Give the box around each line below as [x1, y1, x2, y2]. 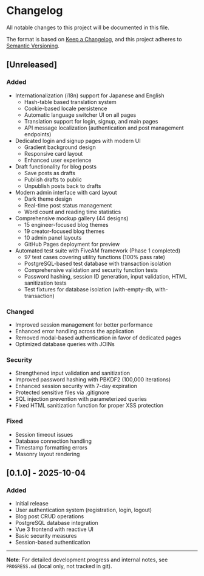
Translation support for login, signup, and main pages [24, 117, 158, 125]
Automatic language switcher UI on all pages [24, 111, 137, 119]
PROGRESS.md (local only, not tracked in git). [6, 563, 112, 570]
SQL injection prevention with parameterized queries [15, 395, 147, 403]
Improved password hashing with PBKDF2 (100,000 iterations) [15, 376, 171, 383]
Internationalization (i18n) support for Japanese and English [15, 92, 165, 99]
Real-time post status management [24, 201, 112, 209]
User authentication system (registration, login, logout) [15, 506, 152, 514]
